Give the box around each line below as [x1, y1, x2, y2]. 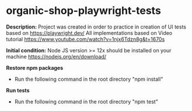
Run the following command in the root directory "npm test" [14, 98, 159, 105]
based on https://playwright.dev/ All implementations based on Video [6, 29, 173, 36]
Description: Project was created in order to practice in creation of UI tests [6, 23, 187, 30]
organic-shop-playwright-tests [6, 4, 162, 17]
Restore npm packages [6, 64, 64, 71]
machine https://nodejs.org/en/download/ [6, 53, 107, 60]
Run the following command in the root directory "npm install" [14, 76, 163, 83]
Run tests [6, 87, 30, 94]
